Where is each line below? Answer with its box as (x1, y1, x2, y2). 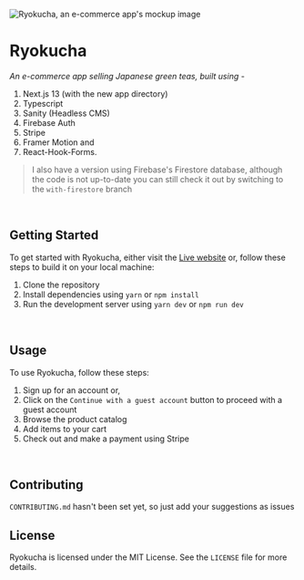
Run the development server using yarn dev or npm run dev (22, 298, 244, 309)
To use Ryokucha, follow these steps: (9, 367, 150, 378)
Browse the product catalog (22, 413, 127, 424)
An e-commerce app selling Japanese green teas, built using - (9, 70, 246, 81)
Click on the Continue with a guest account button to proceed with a (22, 394, 283, 405)
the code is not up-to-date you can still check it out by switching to (31, 173, 284, 184)
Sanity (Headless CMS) (22, 108, 111, 119)
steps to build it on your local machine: (9, 261, 155, 273)
